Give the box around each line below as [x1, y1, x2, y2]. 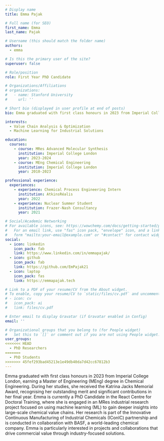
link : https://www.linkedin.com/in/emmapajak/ [14, 251, 110, 256]
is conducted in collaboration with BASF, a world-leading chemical [5, 420, 139, 426]
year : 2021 [18, 210, 41, 215]
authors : [5, 43, 23, 48]
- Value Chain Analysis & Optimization [9, 124, 91, 129]
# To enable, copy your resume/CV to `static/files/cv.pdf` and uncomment [5, 291, 161, 297]
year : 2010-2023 [18, 169, 51, 174]
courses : [9, 142, 27, 147]
